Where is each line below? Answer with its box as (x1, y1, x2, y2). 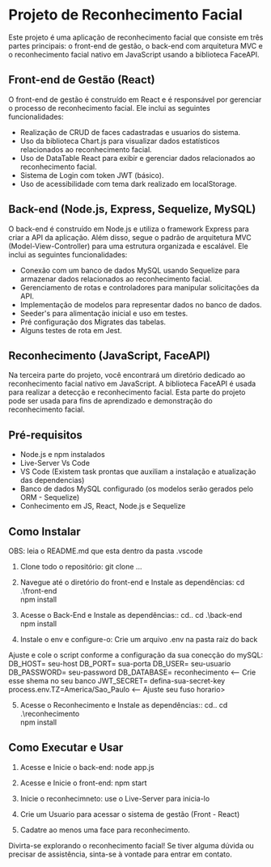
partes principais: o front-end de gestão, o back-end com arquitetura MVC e (8, 40, 263, 50)
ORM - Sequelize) (19, 493, 80, 502)
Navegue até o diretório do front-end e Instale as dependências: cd (19, 577, 245, 587)
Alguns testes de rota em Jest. (19, 325, 123, 335)
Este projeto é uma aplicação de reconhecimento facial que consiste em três (8, 32, 264, 42)
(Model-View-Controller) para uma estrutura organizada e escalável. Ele (8, 241, 248, 251)
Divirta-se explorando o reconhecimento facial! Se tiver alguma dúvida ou (8, 840, 255, 850)
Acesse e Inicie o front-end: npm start (19, 778, 147, 788)
